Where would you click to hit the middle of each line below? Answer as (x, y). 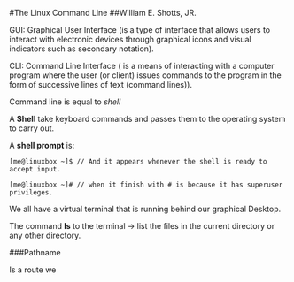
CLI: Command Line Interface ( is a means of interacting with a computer (142, 66)
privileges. (31, 193)
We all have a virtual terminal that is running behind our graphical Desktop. (145, 209)
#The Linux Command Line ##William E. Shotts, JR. (103, 13)
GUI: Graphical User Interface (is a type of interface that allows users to (140, 30)
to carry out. (32, 128)
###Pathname (35, 252)
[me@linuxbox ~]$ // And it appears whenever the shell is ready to (138, 162)
